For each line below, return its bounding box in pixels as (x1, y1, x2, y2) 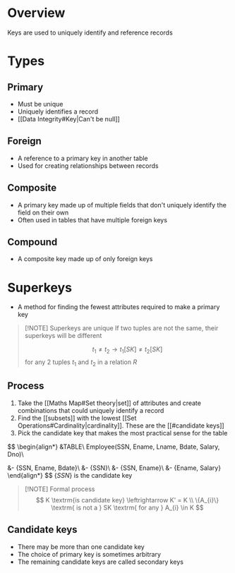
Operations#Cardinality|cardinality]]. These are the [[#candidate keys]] (17, 421, 224, 430)
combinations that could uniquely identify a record (17, 406, 164, 414)
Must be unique (17, 99, 64, 108)
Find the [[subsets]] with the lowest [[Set (17, 414, 137, 422)
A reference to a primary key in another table (17, 154, 148, 162)
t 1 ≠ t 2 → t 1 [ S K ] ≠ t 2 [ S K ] (92, 345, 163, 356)
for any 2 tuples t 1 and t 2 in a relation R (24, 358, 138, 368)
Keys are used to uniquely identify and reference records (7, 28, 173, 37)
